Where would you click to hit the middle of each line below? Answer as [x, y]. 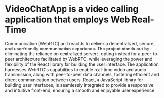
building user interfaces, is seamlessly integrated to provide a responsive [79, 85]
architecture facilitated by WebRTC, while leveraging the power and [84, 59]
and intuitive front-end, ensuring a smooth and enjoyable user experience [80, 90]
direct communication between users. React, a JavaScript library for [74, 80]
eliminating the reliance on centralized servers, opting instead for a [73, 54]
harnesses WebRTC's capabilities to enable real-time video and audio [76, 69]
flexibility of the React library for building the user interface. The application [82, 64]
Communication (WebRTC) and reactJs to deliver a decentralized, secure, [80, 43]
